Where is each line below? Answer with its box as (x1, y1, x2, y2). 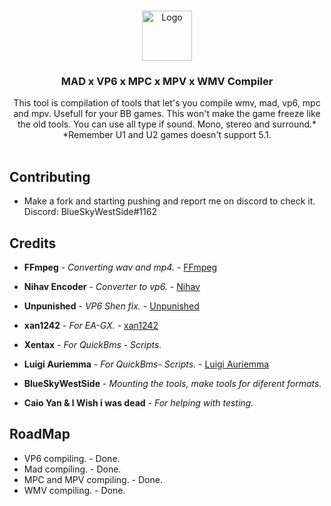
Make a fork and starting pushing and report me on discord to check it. (23, 195, 316, 207)
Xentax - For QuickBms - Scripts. (23, 338, 162, 350)
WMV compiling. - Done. (23, 484, 126, 496)
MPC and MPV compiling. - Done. (23, 473, 163, 485)
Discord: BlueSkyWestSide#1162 (23, 206, 157, 218)
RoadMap (9, 426, 71, 443)
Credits (9, 235, 57, 252)
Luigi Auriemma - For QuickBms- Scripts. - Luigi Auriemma (23, 358, 270, 370)
